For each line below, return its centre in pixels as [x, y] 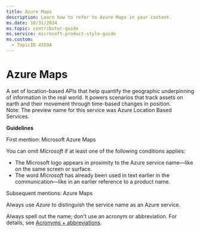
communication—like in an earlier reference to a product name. [93, 181]
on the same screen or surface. [53, 169]
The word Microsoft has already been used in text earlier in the [92, 175]
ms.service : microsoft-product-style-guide [61, 34]
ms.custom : [20, 39]
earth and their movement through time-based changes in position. [89, 103]
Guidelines [20, 128]
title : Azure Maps [29, 12]
